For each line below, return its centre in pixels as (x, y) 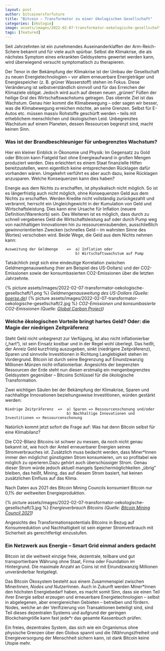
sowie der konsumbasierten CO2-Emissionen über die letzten (91, 273)
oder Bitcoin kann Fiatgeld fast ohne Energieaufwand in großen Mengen (78, 158)
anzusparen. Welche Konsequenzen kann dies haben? (60, 179)
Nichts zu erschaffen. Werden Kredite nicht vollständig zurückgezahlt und (80, 198)
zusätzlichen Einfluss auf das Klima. (41, 478)
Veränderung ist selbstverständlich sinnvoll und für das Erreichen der (75, 87)
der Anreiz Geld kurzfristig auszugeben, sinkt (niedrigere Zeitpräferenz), (78, 349)
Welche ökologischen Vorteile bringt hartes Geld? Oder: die (78, 321)
